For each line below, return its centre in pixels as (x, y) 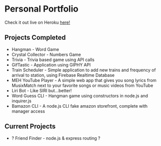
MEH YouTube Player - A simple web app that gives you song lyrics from (84, 80)
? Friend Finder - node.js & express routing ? (56, 138)
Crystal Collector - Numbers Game (46, 54)
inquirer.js (22, 101)
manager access (28, 111)
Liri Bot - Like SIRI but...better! (42, 90)
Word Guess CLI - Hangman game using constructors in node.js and (80, 96)
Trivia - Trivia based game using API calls (53, 60)
